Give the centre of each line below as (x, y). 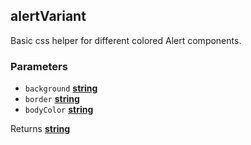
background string (61, 88)
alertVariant (48, 16)
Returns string (40, 129)
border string (52, 99)
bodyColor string (59, 110)
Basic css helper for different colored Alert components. (126, 40)
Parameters (39, 66)
